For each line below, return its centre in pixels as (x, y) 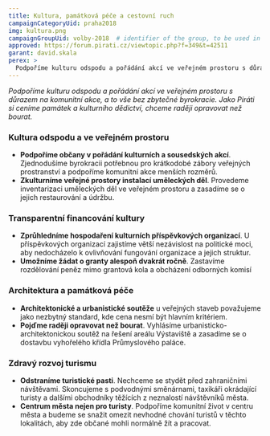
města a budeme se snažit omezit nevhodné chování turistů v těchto (133, 414)
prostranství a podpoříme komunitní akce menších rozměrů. (119, 172)
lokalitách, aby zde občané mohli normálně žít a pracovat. (115, 423)
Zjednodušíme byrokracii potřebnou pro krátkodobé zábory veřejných (135, 163)
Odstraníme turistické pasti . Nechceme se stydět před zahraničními (133, 380)
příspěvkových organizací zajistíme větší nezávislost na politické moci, (136, 244)
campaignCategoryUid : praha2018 (62, 23)
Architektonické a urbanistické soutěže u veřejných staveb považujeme (140, 308)
